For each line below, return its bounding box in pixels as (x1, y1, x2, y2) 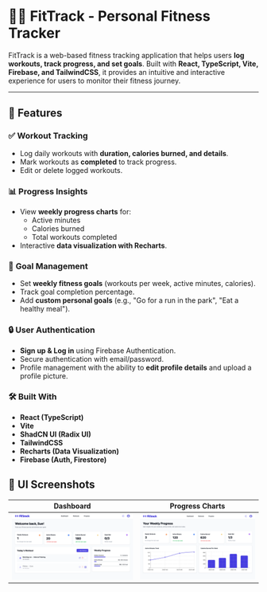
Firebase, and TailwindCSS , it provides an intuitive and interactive (8, 67, 225, 76)
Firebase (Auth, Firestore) (19, 454, 107, 465)
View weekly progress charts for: (19, 206, 132, 216)
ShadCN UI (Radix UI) (19, 429, 91, 439)
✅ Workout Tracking (8, 131, 89, 142)
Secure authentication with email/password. (19, 354, 164, 363)
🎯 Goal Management (8, 261, 89, 272)
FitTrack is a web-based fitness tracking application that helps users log (8, 50, 245, 60)
